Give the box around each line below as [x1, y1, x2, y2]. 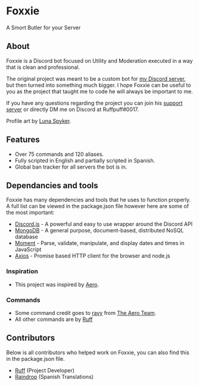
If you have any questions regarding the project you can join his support [6, 99, 183, 106]
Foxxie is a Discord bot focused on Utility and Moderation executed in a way [6, 57, 193, 64]
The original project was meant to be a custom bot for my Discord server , [6, 75, 186, 82]
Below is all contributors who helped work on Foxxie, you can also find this [6, 348, 189, 356]
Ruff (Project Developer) [14, 366, 75, 374]
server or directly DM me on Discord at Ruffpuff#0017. [6, 106, 139, 113]
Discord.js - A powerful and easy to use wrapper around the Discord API [14, 220, 192, 228]
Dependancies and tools [6, 180, 98, 191]
